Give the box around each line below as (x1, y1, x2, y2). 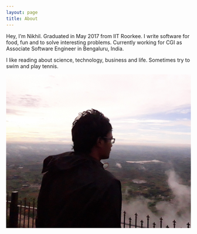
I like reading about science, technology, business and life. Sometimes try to (6, 56, 191, 63)
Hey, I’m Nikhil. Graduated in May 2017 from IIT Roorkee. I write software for (6, 32, 190, 39)
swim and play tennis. (6, 62, 59, 70)
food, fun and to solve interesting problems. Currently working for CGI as (6, 39, 182, 46)
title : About (6, 15, 38, 22)
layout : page (6, 9, 38, 15)
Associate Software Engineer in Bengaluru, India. (6, 45, 124, 52)
